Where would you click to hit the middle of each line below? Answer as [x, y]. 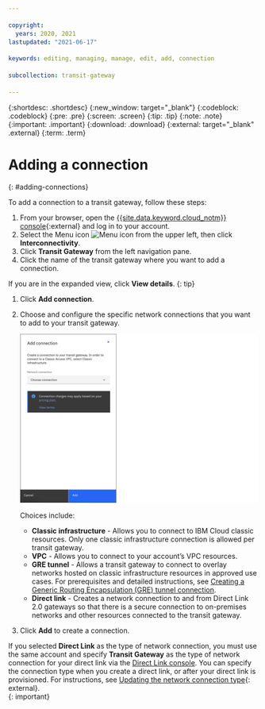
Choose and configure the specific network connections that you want [135, 314]
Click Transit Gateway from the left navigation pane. [106, 251]
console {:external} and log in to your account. [95, 225]
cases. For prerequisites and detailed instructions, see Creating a [138, 581]
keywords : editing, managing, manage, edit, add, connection [111, 59]
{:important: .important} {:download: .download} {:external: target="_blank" [131, 124]
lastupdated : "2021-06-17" [53, 42]
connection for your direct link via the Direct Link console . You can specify [130, 662]
